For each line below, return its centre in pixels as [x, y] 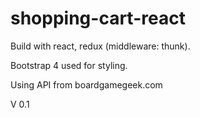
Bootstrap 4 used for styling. [69, 65]
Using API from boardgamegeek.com [86, 84]
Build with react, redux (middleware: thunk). [100, 46]
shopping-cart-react [98, 18]
